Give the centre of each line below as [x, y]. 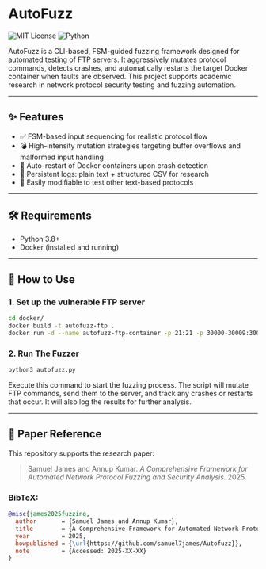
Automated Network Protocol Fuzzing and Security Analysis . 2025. [137, 477]
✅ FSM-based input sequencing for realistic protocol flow [114, 136]
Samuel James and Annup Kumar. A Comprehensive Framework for [137, 468]
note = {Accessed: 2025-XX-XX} [81, 551]
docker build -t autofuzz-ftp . [61, 326]
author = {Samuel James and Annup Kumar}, [97, 521]
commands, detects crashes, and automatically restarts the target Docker [128, 67]
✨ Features [36, 117]
